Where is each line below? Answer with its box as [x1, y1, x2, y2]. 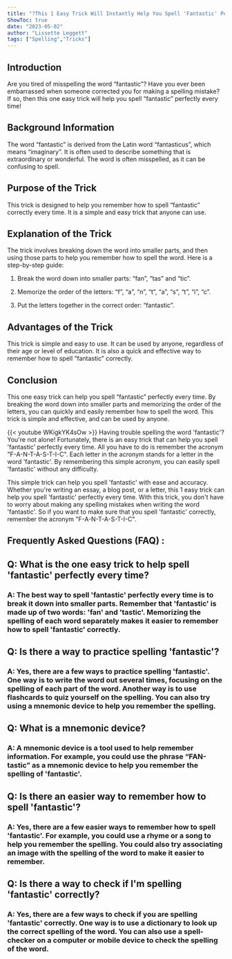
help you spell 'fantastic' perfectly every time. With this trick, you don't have [7, 493, 224, 501]
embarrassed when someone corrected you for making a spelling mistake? [7, 87, 220, 95]
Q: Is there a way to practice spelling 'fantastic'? [7, 646, 220, 658]
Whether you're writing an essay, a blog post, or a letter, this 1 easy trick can [7, 485, 224, 494]
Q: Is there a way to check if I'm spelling [7, 878, 182, 890]
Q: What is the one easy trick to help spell [7, 558, 190, 570]
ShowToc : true [7, 17, 48, 24]
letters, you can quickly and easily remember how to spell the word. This [7, 407, 214, 416]
